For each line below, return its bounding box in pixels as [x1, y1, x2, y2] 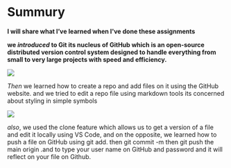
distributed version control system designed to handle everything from [7, 48, 216, 56]
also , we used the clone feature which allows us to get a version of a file [7, 123, 214, 131]
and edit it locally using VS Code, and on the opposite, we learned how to [7, 130, 217, 139]
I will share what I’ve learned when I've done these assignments [7, 27, 196, 35]
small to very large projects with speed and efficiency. [7, 55, 167, 63]
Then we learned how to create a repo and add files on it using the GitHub [7, 81, 219, 90]
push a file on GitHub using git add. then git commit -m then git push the [7, 137, 214, 146]
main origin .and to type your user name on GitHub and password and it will [7, 145, 223, 153]
